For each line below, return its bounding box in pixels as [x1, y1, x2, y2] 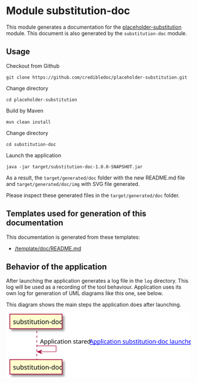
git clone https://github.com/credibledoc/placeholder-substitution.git [6, 74, 188, 80]
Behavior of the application [6, 262, 107, 272]
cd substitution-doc [6, 141, 57, 147]
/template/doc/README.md [14, 245, 81, 252]
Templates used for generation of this [6, 209, 147, 219]
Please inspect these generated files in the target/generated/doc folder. [6, 192, 180, 199]
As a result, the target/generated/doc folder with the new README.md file [6, 174, 185, 181]
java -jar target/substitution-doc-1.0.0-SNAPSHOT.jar [6, 164, 143, 170]
